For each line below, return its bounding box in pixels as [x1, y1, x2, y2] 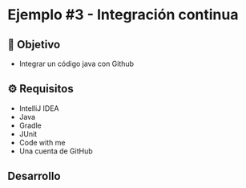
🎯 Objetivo [7, 38, 61, 51]
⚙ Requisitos [7, 82, 74, 96]
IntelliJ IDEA [18, 103, 59, 113]
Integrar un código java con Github [18, 59, 134, 68]
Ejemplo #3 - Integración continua [7, 6, 239, 24]
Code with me [18, 137, 66, 147]
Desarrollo [7, 170, 61, 183]
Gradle [18, 121, 42, 130]
